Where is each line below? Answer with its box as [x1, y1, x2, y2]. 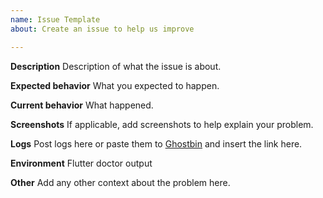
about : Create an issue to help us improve [10, 24, 195, 34]
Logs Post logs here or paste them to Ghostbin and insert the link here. [10, 137, 303, 150]
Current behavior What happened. [10, 99, 154, 111]
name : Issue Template [10, 14, 101, 25]
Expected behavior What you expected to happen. [10, 79, 220, 91]
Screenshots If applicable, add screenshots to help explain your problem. [10, 118, 314, 130]
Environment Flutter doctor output [10, 157, 153, 169]
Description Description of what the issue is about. [10, 60, 222, 72]
